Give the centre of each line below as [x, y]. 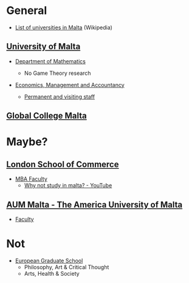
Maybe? [27, 142]
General [27, 11]
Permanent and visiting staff [60, 96]
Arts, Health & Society [52, 273]
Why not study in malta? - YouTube [68, 186]
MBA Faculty [31, 179]
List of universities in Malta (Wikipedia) [64, 27]
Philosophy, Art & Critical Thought [67, 267]
